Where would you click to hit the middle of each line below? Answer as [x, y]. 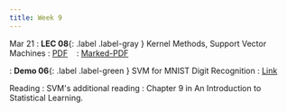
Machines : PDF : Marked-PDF [69, 53]
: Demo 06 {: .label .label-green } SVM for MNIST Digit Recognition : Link [143, 70]
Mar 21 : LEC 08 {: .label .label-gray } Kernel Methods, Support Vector [138, 43]
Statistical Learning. [46, 98]
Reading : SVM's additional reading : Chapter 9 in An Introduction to [135, 88]
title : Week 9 [36, 18]
